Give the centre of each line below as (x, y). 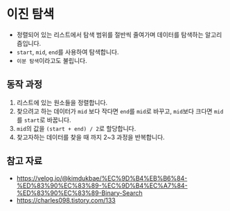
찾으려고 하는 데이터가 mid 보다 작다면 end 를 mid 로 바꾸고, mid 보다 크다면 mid (120, 111)
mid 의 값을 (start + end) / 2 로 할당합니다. (76, 128)
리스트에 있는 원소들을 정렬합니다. (62, 102)
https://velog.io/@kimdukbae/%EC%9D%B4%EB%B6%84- (102, 178)
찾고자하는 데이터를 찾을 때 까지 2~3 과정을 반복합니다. (91, 137)
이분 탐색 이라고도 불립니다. (52, 60)
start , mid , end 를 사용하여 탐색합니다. (68, 52)
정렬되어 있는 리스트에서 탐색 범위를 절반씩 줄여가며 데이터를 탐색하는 (110, 35)
